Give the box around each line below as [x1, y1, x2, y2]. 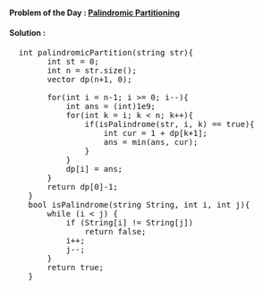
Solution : [9, 28, 47, 38]
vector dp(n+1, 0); [47, 74, 132, 84]
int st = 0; [47, 56, 100, 66]
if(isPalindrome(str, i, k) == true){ [84, 119, 255, 129]
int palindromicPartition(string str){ [18, 47, 194, 57]
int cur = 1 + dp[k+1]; [103, 128, 208, 138]
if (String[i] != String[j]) [65, 217, 194, 227]
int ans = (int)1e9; [65, 101, 157, 111]
